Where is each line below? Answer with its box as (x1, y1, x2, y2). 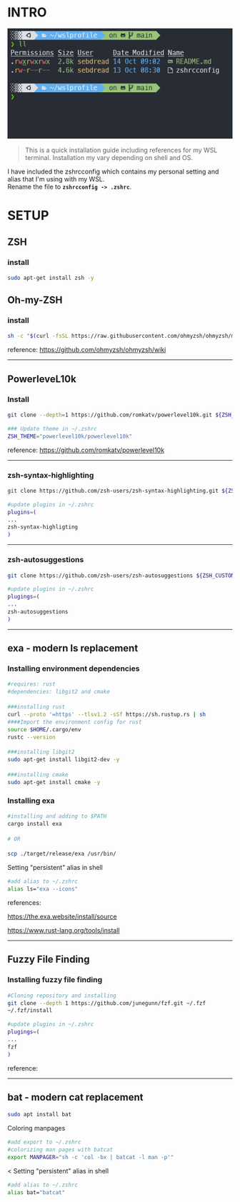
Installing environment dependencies (7, 663, 140, 673)
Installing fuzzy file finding (7, 975, 103, 985)
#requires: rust (7, 681, 56, 688)
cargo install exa (7, 820, 62, 827)
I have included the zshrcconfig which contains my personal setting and (7, 167, 219, 176)
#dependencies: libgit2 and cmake (7, 688, 111, 696)
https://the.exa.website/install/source (7, 912, 117, 921)
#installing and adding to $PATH (7, 812, 107, 820)
